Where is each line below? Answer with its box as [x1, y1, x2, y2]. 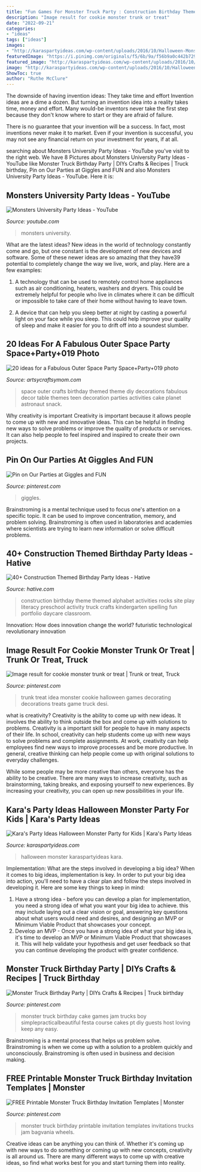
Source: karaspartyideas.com [6, 841, 80, 849]
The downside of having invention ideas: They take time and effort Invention [6, 92, 194, 100]
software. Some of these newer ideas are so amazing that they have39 [6, 253, 181, 261]
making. [6, 1056, 26, 1063]
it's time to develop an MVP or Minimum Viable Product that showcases [14, 934, 191, 941]
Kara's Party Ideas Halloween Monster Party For [6, 805, 190, 815]
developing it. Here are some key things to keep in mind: [6, 884, 145, 891]
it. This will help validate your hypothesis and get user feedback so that [14, 940, 191, 947]
